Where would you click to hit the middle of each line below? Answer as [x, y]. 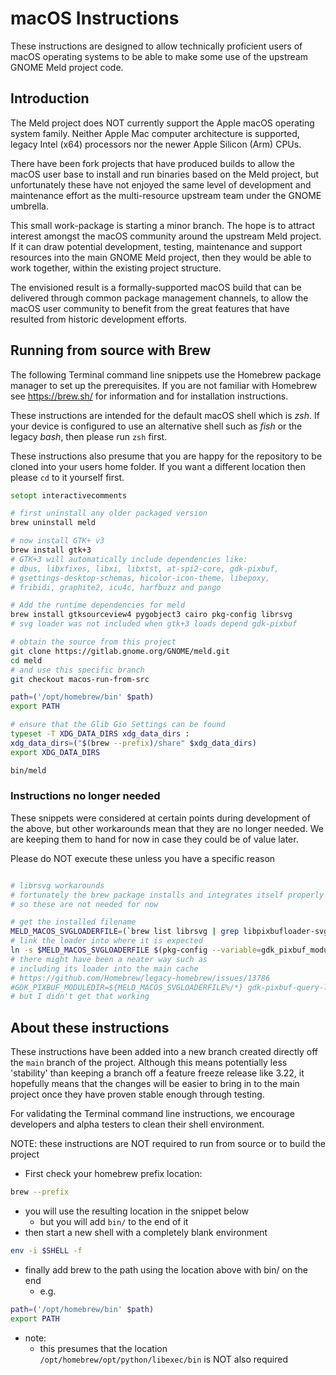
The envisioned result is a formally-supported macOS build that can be [156, 287]
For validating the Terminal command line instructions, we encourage [152, 1114]
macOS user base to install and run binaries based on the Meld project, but [165, 174]
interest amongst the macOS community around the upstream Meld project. [166, 236]
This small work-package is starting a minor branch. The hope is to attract [163, 225]
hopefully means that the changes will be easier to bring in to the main [155, 1084]
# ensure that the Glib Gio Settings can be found [118, 725]
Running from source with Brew [111, 350]
